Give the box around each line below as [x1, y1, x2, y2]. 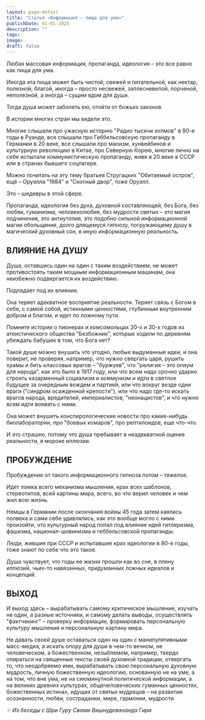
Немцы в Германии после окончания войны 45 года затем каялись [6, 508, 182, 515]
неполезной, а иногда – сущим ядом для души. [6, 91, 130, 99]
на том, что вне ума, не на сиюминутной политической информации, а [6, 675, 192, 683]
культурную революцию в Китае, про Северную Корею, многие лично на [6, 146, 199, 154]
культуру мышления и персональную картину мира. [6, 624, 144, 632]
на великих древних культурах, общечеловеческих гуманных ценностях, [6, 681, 199, 689]
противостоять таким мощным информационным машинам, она [6, 268, 176, 276]
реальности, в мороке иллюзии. [6, 437, 91, 444]
